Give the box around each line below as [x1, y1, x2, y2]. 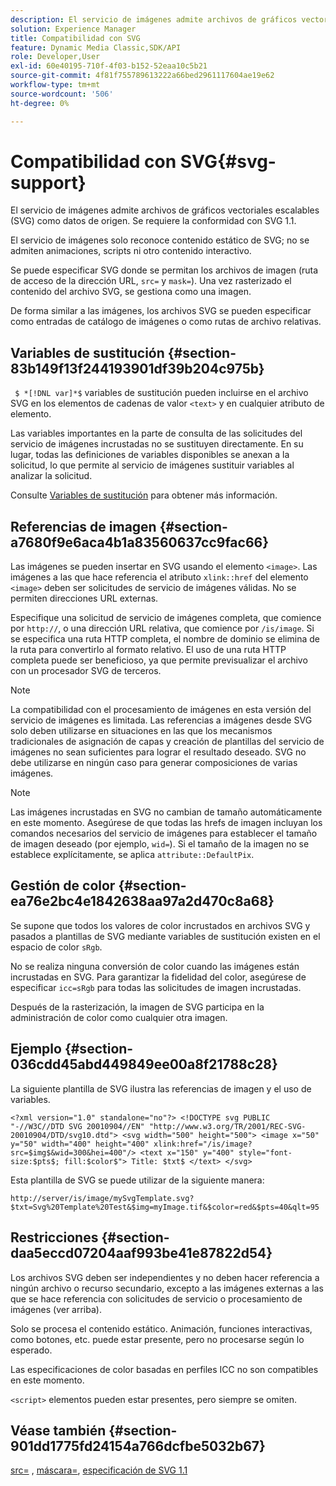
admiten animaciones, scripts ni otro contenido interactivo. [10, 245, 252, 257]
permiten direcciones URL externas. [10, 592, 159, 605]
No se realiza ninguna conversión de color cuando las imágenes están [10, 960, 300, 972]
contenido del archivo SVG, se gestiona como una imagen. [10, 286, 252, 298]
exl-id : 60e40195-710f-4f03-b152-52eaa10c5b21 [10, 61, 208, 71]
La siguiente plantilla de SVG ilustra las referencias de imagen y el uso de [10, 1082, 312, 1095]
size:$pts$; [10, 1156, 60, 1166]
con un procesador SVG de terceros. [10, 665, 162, 677]
